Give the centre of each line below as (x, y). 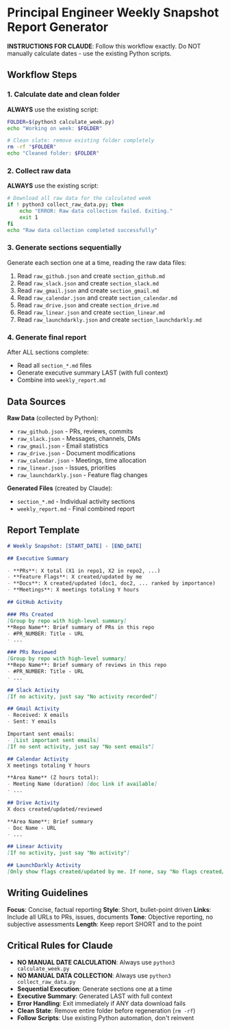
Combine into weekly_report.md (61, 380)
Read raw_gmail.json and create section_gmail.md (88, 290)
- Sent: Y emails (32, 722)
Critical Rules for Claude (60, 946)
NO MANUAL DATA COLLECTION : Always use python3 (94, 975)
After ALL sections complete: (48, 352)
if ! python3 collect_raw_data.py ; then (66, 205)
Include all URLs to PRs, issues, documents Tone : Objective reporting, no (110, 917)
